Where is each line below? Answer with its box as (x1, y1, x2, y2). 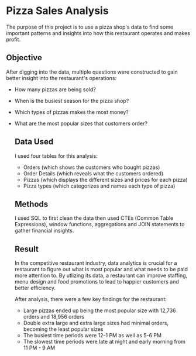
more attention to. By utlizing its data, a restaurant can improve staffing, (14, 272, 188, 279)
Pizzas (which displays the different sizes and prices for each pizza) (23, 176, 188, 183)
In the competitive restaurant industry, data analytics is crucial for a (14, 260, 177, 267)
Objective (6, 53, 43, 63)
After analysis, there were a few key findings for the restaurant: (14, 296, 167, 303)
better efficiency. (14, 285, 56, 292)
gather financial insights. (14, 227, 74, 234)
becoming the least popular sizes (23, 326, 104, 333)
